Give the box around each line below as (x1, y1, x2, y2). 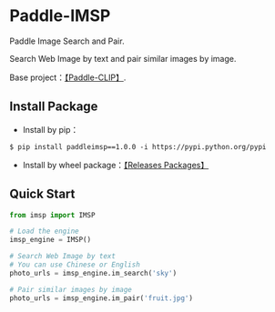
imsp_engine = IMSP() (9, 236, 92, 245)
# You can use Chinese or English (9, 260, 141, 269)
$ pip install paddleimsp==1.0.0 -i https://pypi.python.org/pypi (9, 142, 267, 151)
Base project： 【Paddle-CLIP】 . (9, 72, 127, 83)
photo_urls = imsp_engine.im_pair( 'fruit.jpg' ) (9, 293, 194, 303)
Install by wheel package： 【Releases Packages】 (22, 159, 209, 170)
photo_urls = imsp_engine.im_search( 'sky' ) (9, 268, 178, 277)
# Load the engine (9, 226, 79, 237)
